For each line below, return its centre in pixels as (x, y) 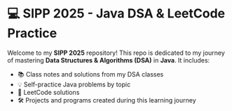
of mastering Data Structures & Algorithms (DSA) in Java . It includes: (109, 60)
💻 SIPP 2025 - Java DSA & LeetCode (116, 14)
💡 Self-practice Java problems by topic (74, 84)
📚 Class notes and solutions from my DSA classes (90, 74)
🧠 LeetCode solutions (48, 92)
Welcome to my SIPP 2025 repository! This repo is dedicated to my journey (116, 53)
